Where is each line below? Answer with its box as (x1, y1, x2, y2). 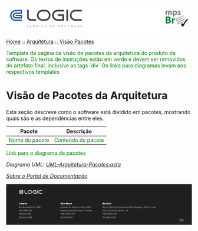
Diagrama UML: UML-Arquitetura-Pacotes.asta (6, 161, 121, 168)
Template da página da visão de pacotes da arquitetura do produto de (6, 49, 176, 56)
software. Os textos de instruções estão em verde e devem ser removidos (6, 56, 186, 63)
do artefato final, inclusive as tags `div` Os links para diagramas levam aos (6, 61, 187, 69)
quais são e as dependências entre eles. (6, 115, 104, 122)
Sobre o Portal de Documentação (6, 173, 88, 180)
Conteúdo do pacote (54, 136, 104, 144)
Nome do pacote (8, 136, 49, 144)
